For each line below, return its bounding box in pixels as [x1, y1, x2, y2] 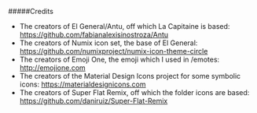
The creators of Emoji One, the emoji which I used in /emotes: [19, 55, 220, 64]
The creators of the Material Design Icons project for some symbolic [19, 72, 241, 80]
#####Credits [8, 7, 53, 16]
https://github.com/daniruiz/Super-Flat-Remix [19, 97, 168, 105]
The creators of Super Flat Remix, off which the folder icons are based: [19, 88, 250, 97]
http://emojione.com [19, 63, 86, 72]
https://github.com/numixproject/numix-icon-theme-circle [19, 47, 208, 55]
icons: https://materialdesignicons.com [19, 79, 147, 89]
